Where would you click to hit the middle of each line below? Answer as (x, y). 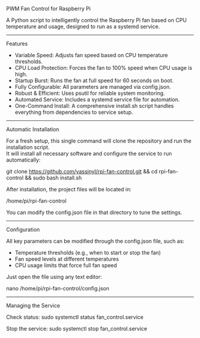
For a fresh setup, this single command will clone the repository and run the (99, 141)
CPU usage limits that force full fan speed (66, 265)
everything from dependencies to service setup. (74, 112)
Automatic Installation (33, 129)
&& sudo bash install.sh (53, 178)
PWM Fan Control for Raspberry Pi (49, 9)
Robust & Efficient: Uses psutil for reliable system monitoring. (90, 93)
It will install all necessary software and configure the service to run (89, 154)
